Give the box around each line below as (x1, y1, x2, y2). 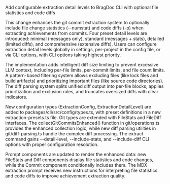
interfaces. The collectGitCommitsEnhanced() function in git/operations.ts (5, 120, 160, 126)
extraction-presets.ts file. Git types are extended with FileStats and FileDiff (5, 115, 161, 121)
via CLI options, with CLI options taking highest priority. (5, 52, 121, 58)
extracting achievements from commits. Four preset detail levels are (5, 30, 148, 36)
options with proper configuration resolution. (5, 141, 99, 148)
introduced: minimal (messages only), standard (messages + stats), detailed (5, 35, 164, 42)
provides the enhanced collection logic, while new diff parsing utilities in (5, 125, 156, 131)
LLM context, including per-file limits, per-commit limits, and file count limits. (5, 67, 165, 73)
